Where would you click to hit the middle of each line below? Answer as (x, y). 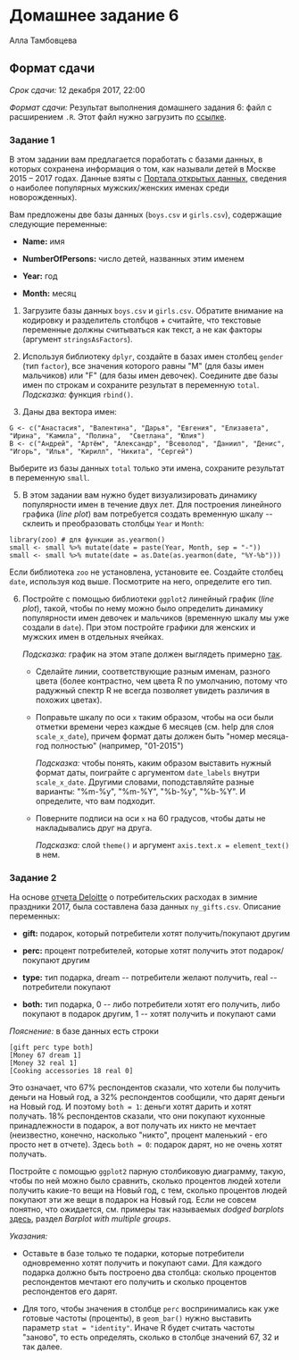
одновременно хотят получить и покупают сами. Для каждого (142, 1263)
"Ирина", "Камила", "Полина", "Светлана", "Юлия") (107, 436)
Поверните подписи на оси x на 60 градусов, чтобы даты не (150, 819)
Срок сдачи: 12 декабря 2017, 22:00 (77, 89)
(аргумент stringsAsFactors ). (77, 340)
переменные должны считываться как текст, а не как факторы (142, 330)
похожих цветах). (69, 700)
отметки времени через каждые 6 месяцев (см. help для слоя (154, 727)
